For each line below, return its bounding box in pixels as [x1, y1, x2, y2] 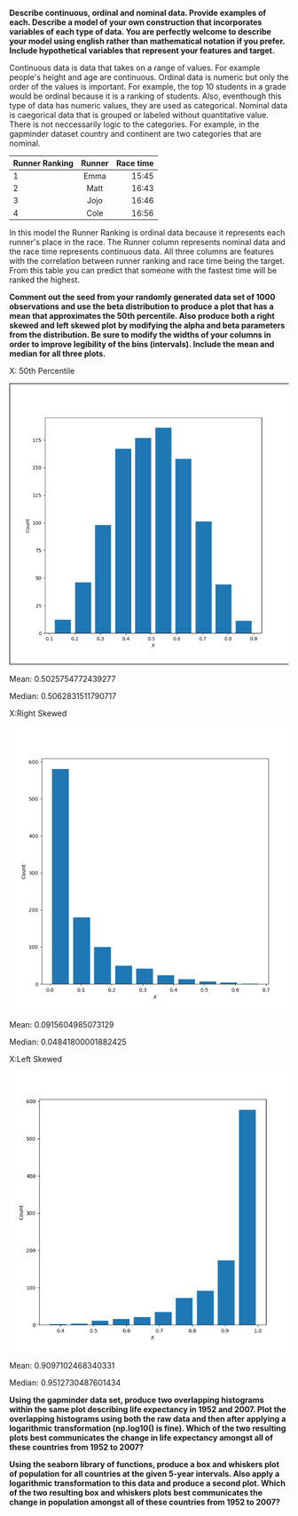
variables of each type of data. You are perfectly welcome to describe [9, 27, 272, 36]
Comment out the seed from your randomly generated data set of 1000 [9, 292, 276, 302]
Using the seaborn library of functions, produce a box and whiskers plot [9, 1458, 279, 1469]
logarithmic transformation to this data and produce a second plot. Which [9, 1478, 286, 1488]
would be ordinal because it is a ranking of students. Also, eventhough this [9, 91, 282, 101]
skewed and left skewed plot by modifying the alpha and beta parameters [9, 320, 286, 330]
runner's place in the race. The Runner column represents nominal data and [9, 237, 286, 247]
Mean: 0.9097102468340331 [9, 1360, 115, 1370]
